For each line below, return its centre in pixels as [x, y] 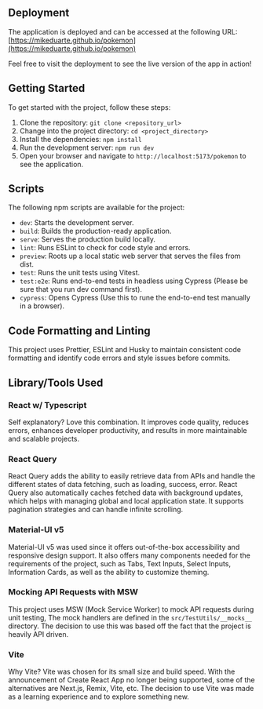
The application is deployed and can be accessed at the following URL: [123, 31]
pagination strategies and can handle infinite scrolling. [96, 510]
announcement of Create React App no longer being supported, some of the [131, 680]
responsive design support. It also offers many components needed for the [130, 555]
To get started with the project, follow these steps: [89, 107]
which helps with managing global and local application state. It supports [126, 501]
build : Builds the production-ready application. [95, 231]
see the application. [51, 164]
